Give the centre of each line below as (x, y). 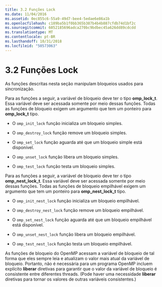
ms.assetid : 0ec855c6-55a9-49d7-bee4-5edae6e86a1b (57, 19)
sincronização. (20, 89)
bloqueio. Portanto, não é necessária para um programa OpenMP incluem (79, 264)
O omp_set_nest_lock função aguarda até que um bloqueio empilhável (82, 220)
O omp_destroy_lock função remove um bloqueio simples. (70, 133)
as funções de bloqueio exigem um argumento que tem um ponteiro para (78, 108)
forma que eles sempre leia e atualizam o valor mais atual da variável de (77, 258)
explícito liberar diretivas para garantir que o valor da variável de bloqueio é (81, 268)
